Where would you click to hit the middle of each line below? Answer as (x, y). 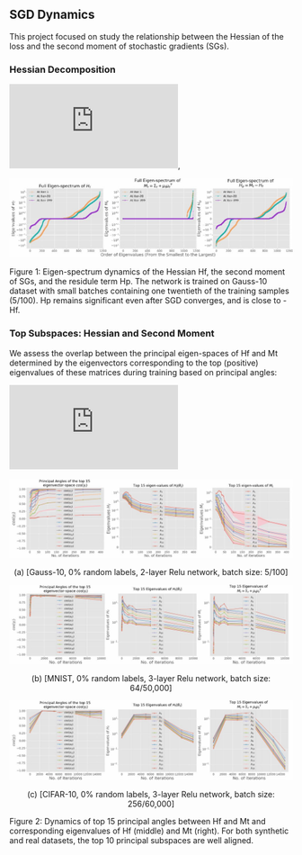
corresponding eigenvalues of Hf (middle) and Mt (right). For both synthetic (149, 831)
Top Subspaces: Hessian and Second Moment (112, 334)
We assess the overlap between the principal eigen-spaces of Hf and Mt (144, 353)
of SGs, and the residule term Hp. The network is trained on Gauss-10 (138, 282)
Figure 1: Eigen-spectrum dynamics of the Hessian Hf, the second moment (147, 272)
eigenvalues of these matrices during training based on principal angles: (143, 372)
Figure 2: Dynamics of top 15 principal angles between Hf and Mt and (138, 821)
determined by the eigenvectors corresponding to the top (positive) (134, 363)
